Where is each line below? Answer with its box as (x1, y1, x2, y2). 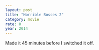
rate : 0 (5, 21, 22, 27)
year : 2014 (5, 26, 28, 31)
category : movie (5, 17, 39, 22)
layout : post (5, 7, 33, 13)
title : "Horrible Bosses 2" (5, 12, 64, 17)
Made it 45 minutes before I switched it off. (5, 40, 94, 46)
